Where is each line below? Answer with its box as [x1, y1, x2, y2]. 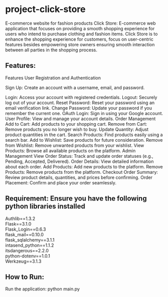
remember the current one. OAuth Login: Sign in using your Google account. [5, 110, 163, 116]
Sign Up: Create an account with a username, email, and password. [5, 84, 145, 90]
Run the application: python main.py [5, 286, 80, 292]
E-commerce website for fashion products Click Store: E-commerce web [5, 20, 156, 26]
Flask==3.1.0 [5, 221, 32, 227]
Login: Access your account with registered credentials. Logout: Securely [5, 94, 157, 100]
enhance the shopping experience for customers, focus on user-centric [5, 36, 153, 42]
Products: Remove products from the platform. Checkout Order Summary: [5, 169, 158, 175]
